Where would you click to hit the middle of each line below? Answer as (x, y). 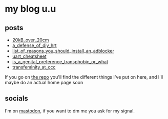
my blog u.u (30, 9)
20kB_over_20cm (30, 40)
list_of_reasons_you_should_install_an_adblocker (63, 51)
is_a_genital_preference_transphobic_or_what (60, 62)
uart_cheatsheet (29, 56)
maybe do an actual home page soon (44, 82)
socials (17, 98)
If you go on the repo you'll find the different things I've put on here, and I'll (84, 77)
